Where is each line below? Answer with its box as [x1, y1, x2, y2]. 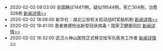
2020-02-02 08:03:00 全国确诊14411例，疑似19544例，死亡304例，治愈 [9, 4, 158, 10]
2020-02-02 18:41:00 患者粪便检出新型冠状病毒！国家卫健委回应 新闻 [9, 23, 152, 28]
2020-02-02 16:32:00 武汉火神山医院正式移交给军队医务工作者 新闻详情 [9, 35, 157, 41]
